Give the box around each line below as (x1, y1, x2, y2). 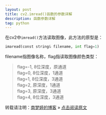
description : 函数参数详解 (5, 16, 56, 21)
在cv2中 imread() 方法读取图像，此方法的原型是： (5, 34, 103, 40)
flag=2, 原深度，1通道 (17, 82, 61, 88)
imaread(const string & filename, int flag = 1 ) (5, 44, 99, 49)
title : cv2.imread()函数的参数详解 (5, 12, 72, 16)
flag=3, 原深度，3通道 (17, 88, 62, 94)
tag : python (5, 20, 29, 26)
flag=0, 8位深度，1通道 (17, 70, 63, 76)
